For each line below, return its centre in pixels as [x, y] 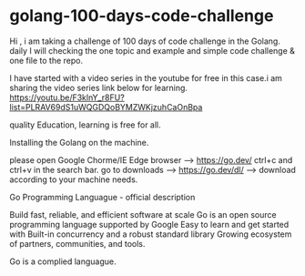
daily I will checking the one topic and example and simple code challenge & [152, 50]
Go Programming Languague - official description [102, 197]
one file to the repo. [46, 60]
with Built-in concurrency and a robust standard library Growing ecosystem [151, 234]
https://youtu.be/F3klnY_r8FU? [67, 97]
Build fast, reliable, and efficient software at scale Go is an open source [143, 214]
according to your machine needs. [74, 179]
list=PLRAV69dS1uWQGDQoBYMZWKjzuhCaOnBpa [106, 107]
